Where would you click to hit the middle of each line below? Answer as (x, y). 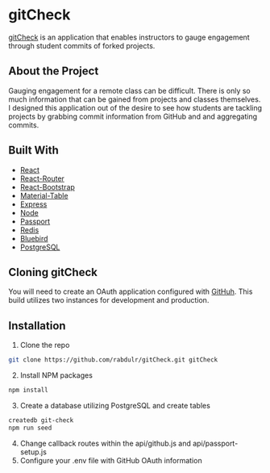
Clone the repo (45, 345)
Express (33, 204)
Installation (37, 326)
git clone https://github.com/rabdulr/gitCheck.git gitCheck (113, 360)
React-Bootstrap (47, 186)
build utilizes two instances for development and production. (109, 300)
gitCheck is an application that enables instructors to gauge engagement (129, 37)
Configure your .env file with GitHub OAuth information (111, 460)
